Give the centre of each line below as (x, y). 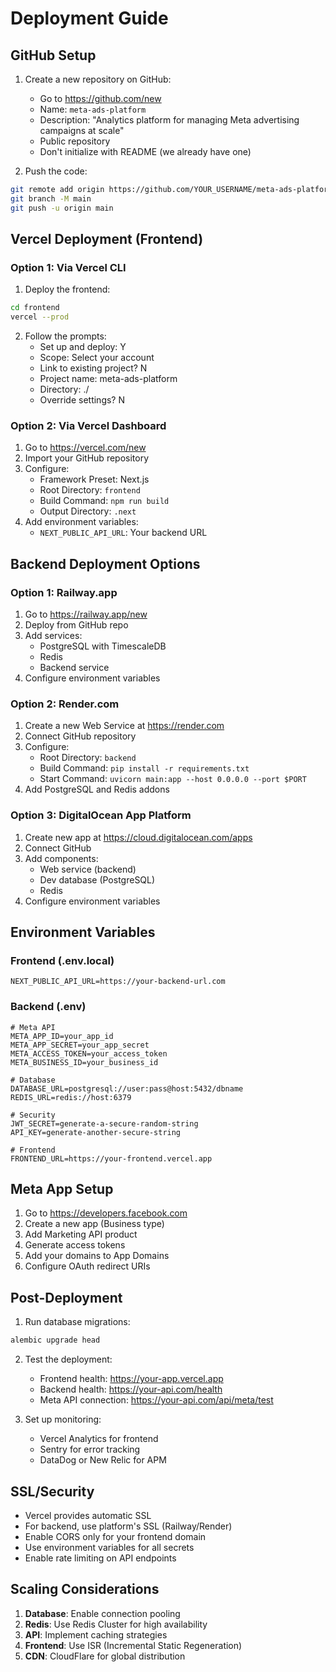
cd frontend (35, 308)
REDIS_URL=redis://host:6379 (71, 1097)
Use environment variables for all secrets (109, 1547)
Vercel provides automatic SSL (88, 1515)
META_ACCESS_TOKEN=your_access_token (89, 1053)
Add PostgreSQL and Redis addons (97, 789)
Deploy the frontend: (67, 289)
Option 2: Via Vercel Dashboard (88, 425)
